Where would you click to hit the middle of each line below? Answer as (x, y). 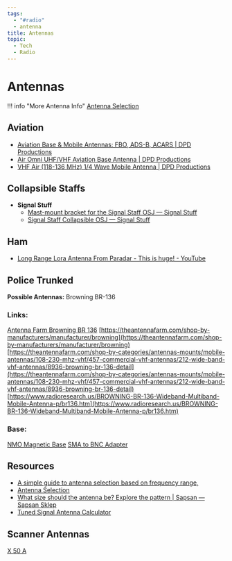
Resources (31, 466)
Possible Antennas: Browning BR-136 (61, 297)
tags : (15, 14)
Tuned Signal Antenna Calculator (64, 512)
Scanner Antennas (48, 534)
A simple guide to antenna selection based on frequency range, (108, 483)
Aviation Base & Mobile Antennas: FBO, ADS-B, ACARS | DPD (104, 144)
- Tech (23, 46)
